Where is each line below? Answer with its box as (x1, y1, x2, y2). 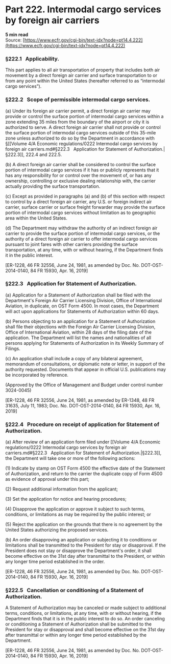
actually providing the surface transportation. (5, 183, 101, 189)
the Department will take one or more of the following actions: (5, 455, 135, 461)
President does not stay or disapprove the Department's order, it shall (5, 548, 152, 554)
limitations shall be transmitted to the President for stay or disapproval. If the (5, 542, 166, 549)
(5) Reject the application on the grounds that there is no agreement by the (5, 521, 162, 528)
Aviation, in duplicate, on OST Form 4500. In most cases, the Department (5, 303, 159, 309)
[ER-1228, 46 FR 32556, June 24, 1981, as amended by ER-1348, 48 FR (5, 397, 155, 403)
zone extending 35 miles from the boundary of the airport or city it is (5, 119, 150, 125)
